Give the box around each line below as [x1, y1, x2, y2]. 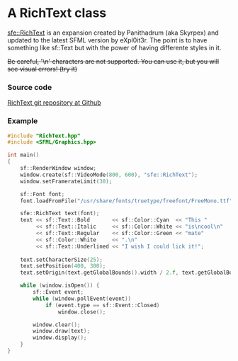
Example [7, 116, 38, 126]
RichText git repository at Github [7, 98, 101, 107]
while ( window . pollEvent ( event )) [33, 295, 132, 302]
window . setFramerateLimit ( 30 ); [20, 178, 113, 185]
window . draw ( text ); [33, 328, 91, 335]
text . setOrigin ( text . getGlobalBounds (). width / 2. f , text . [20, 269, 198, 277]
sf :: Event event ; [33, 289, 84, 296]
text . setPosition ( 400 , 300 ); [20, 263, 106, 270]
